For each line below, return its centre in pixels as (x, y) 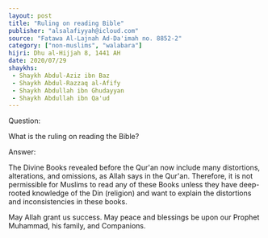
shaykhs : (23, 68)
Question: (25, 121)
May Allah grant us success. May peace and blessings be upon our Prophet (134, 217)
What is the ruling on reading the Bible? (74, 137)
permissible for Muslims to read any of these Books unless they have (123, 185)
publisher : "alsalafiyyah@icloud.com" (73, 31)
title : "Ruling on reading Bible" (67, 23)
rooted (19, 193)
